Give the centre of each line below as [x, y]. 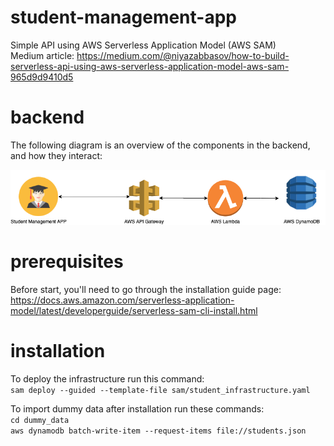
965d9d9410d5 [42, 77]
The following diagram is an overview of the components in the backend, [160, 145]
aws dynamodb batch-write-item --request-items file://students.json [158, 431]
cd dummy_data [40, 420]
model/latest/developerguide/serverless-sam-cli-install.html [134, 310]
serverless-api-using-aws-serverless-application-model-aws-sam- [150, 66]
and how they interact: [56, 155]
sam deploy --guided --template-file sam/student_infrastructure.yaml [160, 390]
